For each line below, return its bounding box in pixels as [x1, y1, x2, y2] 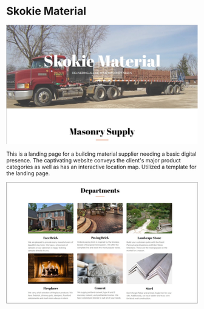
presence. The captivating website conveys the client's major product [6, 157, 181, 164]
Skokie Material [6, 4, 87, 18]
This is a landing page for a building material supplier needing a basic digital [6, 150, 197, 158]
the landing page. [6, 170, 50, 177]
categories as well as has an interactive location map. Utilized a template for [6, 163, 197, 171]
